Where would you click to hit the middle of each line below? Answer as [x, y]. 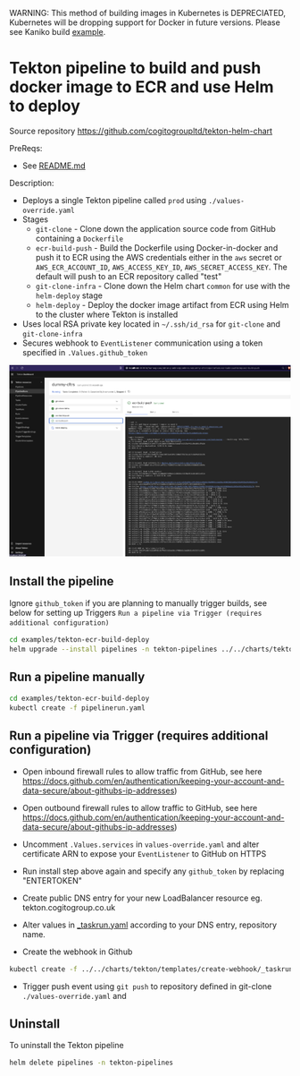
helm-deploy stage [69, 295]
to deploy [45, 106]
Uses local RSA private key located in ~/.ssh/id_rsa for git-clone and [151, 324]
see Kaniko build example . [58, 32]
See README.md [54, 166]
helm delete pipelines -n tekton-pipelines [92, 1063]
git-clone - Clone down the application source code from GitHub [156, 228]
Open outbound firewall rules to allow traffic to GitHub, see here [140, 807]
